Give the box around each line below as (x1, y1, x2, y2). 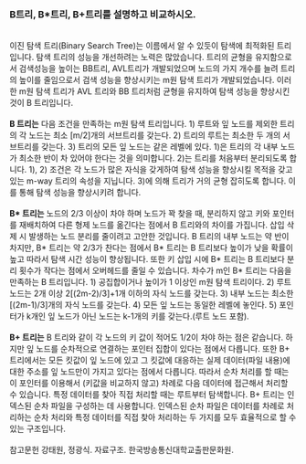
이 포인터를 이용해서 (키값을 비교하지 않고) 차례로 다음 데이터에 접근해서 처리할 (9, 377, 289, 389)
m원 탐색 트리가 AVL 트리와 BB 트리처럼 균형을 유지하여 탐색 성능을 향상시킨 (18, 86, 290, 97)
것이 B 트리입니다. (9, 98, 74, 109)
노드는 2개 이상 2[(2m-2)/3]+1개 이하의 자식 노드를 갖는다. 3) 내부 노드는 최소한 (9, 288, 294, 299)
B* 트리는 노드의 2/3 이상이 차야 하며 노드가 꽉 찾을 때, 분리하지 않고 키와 (9, 208, 271, 219)
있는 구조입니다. (9, 423, 67, 435)
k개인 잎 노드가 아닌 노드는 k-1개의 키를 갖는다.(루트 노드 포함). (26, 311, 249, 322)
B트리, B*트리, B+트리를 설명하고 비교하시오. (9, 7, 196, 20)
